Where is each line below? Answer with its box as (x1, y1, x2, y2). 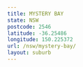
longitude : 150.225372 (7, 36, 73, 43)
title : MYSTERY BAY (7, 10, 64, 17)
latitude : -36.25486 (7, 29, 68, 37)
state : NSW (7, 17, 39, 24)
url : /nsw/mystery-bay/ (7, 43, 77, 50)
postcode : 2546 (7, 23, 52, 30)
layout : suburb (7, 50, 52, 57)
